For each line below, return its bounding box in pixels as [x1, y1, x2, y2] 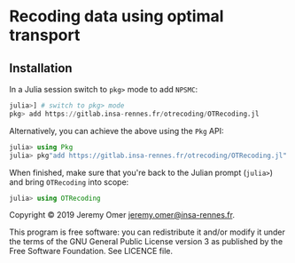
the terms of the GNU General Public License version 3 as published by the [9, 236, 283, 247]
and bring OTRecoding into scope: [9, 176, 129, 187]
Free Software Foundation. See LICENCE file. [9, 246, 174, 257]
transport [9, 25, 81, 45]
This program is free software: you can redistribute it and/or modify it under [9, 227, 285, 237]
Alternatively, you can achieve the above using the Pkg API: [9, 125, 224, 136]
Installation [9, 60, 73, 76]
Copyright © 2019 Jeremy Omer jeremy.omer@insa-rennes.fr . [9, 210, 235, 220]
